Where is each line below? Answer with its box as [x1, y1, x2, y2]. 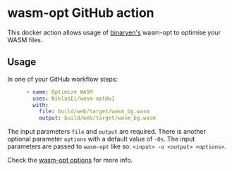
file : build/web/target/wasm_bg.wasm [38, 108, 150, 115]
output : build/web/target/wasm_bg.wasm [38, 115, 157, 122]
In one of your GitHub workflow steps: [7, 75, 118, 83]
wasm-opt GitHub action [7, 5, 154, 21]
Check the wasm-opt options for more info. [7, 156, 133, 165]
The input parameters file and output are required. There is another [7, 127, 207, 136]
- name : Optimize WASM [25, 88, 93, 96]
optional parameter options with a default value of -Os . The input [7, 135, 195, 144]
